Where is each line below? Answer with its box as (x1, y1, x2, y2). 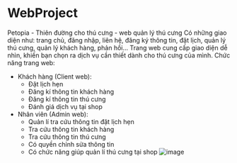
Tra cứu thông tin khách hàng (28, 125, 115, 133)
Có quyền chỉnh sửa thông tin (28, 140, 115, 148)
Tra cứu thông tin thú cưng (28, 133, 106, 141)
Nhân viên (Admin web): (17, 110, 88, 118)
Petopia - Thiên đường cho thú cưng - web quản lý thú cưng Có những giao (7, 28, 227, 37)
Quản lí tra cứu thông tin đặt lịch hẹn (28, 117, 134, 125)
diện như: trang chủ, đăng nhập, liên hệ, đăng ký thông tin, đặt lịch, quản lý (7, 35, 226, 44)
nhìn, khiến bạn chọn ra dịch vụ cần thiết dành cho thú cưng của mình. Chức (7, 51, 231, 60)
